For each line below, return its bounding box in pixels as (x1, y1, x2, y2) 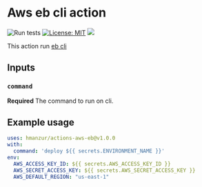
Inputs (7, 62, 36, 74)
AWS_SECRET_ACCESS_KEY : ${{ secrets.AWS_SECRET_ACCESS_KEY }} (13, 167, 196, 174)
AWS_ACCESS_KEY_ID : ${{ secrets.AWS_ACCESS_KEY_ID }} (13, 160, 171, 167)
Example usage (7, 117, 74, 128)
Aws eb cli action (7, 5, 107, 21)
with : (7, 141, 23, 148)
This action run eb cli (7, 41, 67, 50)
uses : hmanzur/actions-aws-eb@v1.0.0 (7, 135, 116, 142)
